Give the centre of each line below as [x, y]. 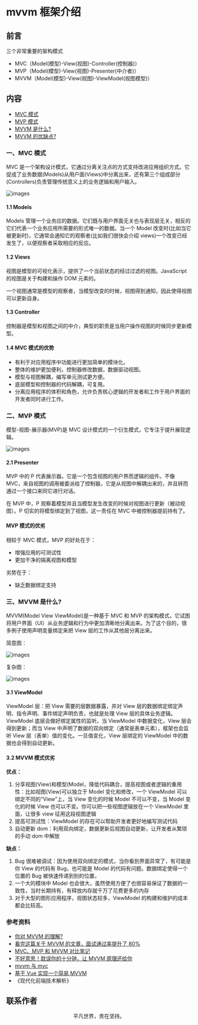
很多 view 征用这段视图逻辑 [63, 814]
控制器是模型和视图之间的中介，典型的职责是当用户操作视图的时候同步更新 [96, 326]
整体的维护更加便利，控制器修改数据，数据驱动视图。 [79, 369]
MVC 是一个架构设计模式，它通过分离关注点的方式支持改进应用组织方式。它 [98, 167]
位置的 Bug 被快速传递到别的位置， [57, 876]
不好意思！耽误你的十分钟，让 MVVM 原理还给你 [73, 958]
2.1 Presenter [23, 462]
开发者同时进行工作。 [40, 399]
